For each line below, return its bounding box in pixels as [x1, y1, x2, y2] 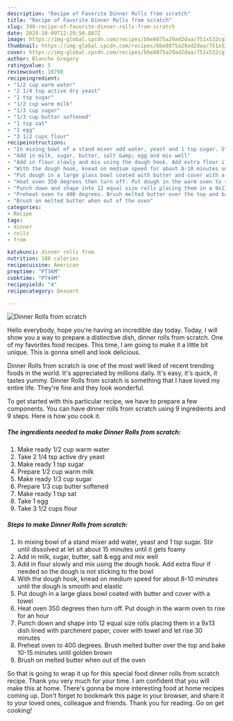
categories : [7, 204, 42, 211]
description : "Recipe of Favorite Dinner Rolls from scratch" [7, 10, 191, 17]
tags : [7, 217, 23, 224]
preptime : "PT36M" [7, 268, 60, 275]
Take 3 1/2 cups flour [17, 504, 78, 513]
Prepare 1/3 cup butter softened [17, 482, 109, 490]
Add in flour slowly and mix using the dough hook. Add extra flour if [17, 560, 211, 568]
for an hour [17, 612, 50, 620]
